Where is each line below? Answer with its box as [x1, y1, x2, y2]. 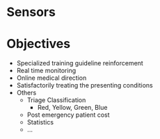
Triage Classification [26, 96, 86, 104]
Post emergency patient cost [26, 111, 110, 119]
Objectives [6, 36, 71, 52]
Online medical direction [16, 74, 87, 82]
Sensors [6, 4, 56, 20]
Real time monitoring [16, 67, 77, 75]
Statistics [26, 118, 54, 126]
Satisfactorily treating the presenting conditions [16, 81, 154, 90]
